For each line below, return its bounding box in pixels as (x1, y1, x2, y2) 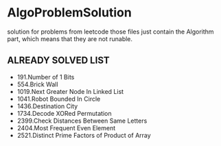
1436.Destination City (16, 101, 78, 110)
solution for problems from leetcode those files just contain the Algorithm (7, 27, 214, 36)
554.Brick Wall (16, 80, 58, 88)
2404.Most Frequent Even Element (16, 123, 116, 132)
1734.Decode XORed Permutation (16, 109, 112, 117)
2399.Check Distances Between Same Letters (16, 117, 148, 125)
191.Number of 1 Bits (16, 73, 75, 81)
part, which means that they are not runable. (7, 34, 132, 42)
